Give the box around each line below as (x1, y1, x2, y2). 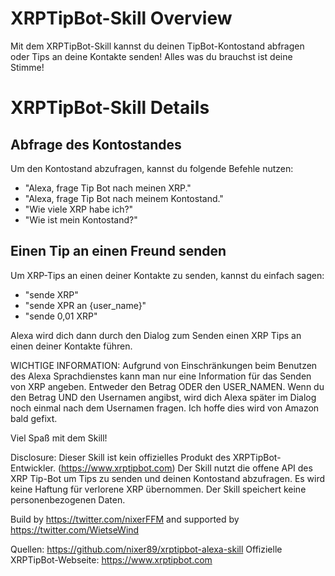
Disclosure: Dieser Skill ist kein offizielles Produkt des (10, 451, 231, 463)
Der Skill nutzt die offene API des (177, 462, 313, 474)
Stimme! (10, 61, 45, 73)
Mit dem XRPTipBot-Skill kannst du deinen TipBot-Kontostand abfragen (10, 40, 305, 52)
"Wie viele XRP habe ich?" (24, 203, 134, 215)
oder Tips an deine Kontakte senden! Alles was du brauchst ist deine (10, 50, 293, 62)
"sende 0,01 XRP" (24, 310, 98, 322)
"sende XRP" (24, 288, 79, 301)
